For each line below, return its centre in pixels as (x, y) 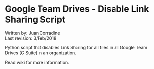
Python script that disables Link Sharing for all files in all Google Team (76, 47)
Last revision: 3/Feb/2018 (31, 38)
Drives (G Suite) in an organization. (41, 53)
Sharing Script (35, 19)
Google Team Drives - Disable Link (77, 9)
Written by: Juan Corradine (33, 33)
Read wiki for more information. (37, 62)
